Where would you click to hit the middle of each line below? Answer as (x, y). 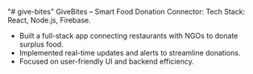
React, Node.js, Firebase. (49, 20)
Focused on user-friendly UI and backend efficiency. (106, 61)
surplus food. (41, 44)
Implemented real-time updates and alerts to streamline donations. (130, 53)
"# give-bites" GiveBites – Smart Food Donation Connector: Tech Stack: (126, 12)
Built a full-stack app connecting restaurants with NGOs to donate (129, 36)
